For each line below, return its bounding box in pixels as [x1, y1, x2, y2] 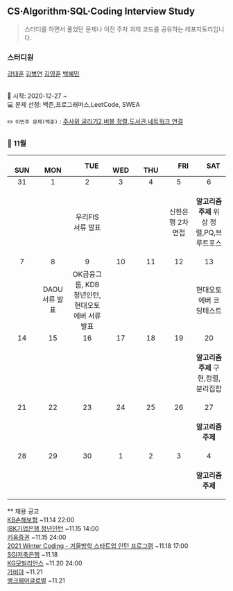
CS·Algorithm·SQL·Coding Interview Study [7, 6, 196, 17]
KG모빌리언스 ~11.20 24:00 [7, 559, 83, 567]
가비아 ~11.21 [7, 568, 43, 576]
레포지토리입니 [184, 24, 225, 33]
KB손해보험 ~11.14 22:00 [7, 516, 75, 524]
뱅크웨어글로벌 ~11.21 [7, 576, 66, 585]
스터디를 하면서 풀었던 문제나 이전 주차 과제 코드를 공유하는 [24, 24, 184, 33]
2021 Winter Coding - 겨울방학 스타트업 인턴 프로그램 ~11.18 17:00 [7, 542, 189, 550]
